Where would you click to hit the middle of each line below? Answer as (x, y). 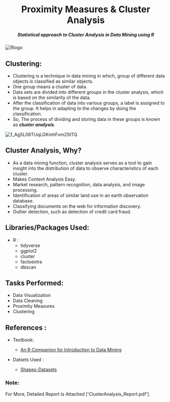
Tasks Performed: (34, 283)
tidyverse (30, 245)
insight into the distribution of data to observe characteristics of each (86, 168)
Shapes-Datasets (39, 370)
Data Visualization (32, 295)
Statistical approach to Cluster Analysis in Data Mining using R (86, 35)
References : (26, 328)
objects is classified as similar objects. (53, 81)
